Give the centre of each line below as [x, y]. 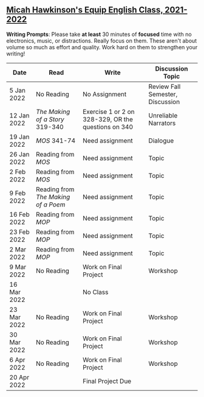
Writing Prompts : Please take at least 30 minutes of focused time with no [99, 34]
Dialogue [161, 141]
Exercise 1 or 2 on [109, 111]
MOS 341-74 [56, 141]
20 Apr [19, 377]
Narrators [162, 123]
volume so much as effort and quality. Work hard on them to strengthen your [102, 47]
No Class [96, 292]
